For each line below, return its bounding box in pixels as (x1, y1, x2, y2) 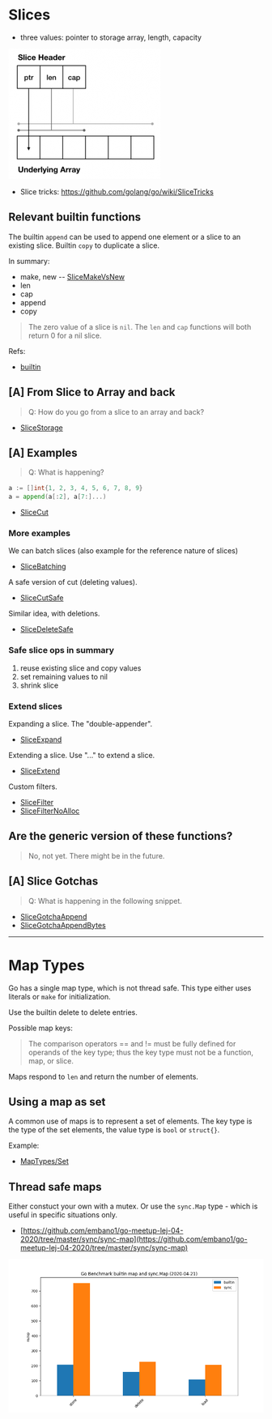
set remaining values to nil (19, 671, 108, 681)
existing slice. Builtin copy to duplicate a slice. (8, 241, 160, 250)
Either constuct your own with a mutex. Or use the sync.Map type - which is (8, 1201, 258, 1212)
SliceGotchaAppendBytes (19, 920, 107, 930)
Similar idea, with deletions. (8, 609, 100, 619)
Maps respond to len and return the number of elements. (8, 1072, 198, 1081)
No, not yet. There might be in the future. (28, 850, 165, 860)
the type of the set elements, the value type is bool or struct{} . (8, 1125, 220, 1135)
